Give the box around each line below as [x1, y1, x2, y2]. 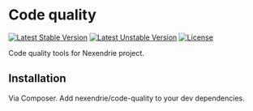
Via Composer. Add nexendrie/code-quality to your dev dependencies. [8, 93, 245, 103]
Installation [8, 71, 66, 86]
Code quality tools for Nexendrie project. [8, 48, 144, 58]
